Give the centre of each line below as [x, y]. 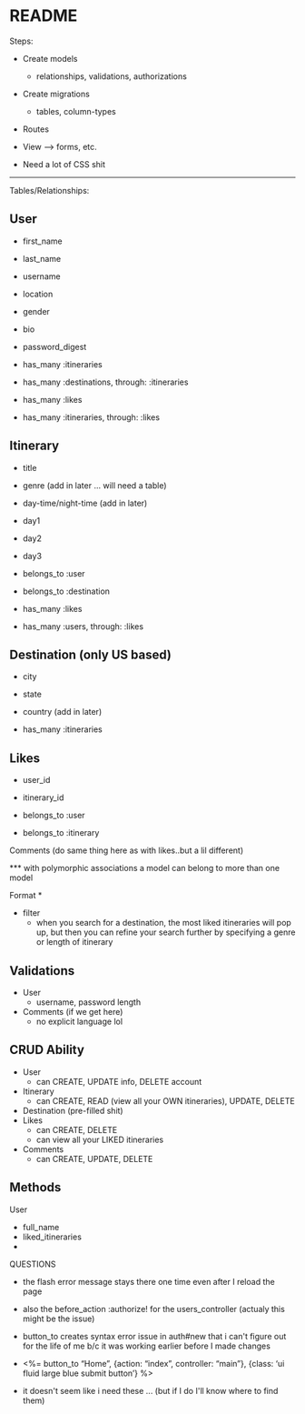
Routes [36, 129]
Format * [26, 896]
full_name [41, 1227]
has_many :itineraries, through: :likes [91, 417]
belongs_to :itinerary [61, 833]
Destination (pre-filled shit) [73, 1110]
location [38, 294]
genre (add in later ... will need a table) [94, 485]
